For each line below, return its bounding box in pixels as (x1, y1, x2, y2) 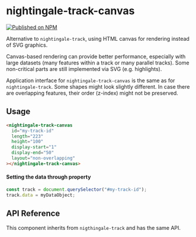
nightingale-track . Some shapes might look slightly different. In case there (6, 83, 190, 90)
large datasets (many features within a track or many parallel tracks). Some (6, 59, 189, 66)
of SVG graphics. (6, 41, 48, 48)
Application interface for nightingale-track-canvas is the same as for (6, 77, 175, 84)
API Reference (6, 209, 60, 219)
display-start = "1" (11, 144, 57, 150)
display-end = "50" (11, 150, 54, 156)
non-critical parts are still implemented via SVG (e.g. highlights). (6, 65, 162, 72)
